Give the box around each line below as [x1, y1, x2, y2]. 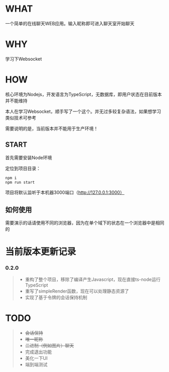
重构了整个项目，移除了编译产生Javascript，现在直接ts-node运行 [25, 276, 160, 282]
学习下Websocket [5, 56, 42, 62]
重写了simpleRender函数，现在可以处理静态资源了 [25, 288, 130, 294]
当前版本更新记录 [5, 246, 77, 257]
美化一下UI [25, 355, 48, 361]
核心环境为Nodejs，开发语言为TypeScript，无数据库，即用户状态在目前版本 [5, 91, 162, 97]
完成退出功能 [25, 349, 52, 355]
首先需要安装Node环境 [5, 154, 52, 160]
